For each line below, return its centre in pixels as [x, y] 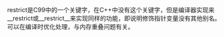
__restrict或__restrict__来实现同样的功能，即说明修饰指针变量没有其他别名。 [114, 18]
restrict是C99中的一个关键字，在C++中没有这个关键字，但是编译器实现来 [111, 10]
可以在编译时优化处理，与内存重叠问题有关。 [71, 27]
